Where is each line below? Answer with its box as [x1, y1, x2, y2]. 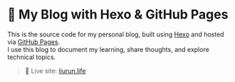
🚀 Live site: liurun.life [24, 66, 86, 75]
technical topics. [7, 53, 56, 61]
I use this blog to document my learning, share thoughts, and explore [7, 45, 210, 53]
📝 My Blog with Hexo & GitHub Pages [7, 6, 229, 23]
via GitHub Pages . [7, 37, 61, 46]
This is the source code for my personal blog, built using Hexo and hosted [7, 30, 224, 39]
